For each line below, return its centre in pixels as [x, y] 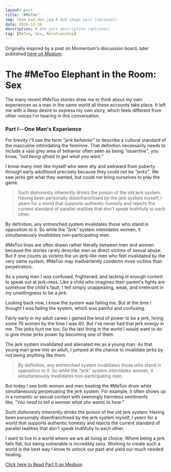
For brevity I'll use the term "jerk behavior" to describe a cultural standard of [86, 140]
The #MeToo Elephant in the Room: [81, 74]
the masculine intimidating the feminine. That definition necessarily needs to [86, 146]
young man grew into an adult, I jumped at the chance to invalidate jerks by [84, 350]
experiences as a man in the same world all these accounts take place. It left [86, 105]
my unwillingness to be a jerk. [36, 293]
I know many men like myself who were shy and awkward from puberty [80, 166]
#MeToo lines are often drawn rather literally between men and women [80, 245]
